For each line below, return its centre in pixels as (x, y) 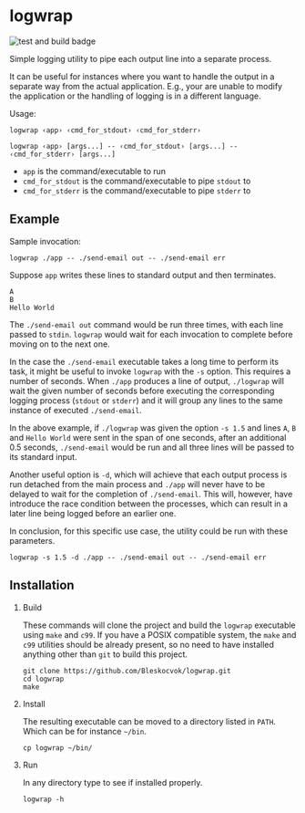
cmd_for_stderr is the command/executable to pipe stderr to (137, 190)
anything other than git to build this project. (105, 654)
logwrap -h (43, 799)
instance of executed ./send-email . (76, 410)
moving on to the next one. (60, 344)
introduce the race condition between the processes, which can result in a (149, 504)
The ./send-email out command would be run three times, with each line (147, 324)
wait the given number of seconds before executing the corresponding (142, 391)
